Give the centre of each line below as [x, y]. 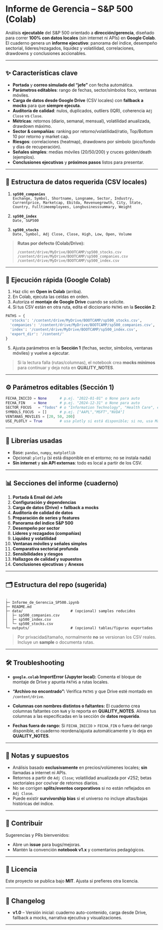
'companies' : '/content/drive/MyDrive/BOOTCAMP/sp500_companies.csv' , [82, 325]
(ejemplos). [24, 157]
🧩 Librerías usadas [34, 441]
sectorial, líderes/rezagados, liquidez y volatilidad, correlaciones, [70, 48]
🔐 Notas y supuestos [37, 756]
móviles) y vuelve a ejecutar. [41, 353]
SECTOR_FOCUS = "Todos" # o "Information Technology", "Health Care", [80, 408]
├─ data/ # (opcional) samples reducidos [71, 611]
